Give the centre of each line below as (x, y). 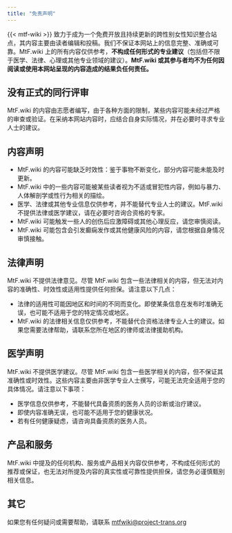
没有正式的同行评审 (48, 93)
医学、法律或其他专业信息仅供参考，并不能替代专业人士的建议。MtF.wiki (120, 204)
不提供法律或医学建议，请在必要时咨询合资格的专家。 (93, 213)
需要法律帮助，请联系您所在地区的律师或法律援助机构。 (108, 330)
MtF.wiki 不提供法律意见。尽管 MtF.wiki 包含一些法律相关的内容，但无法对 (112, 281)
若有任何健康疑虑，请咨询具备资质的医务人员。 (84, 421)
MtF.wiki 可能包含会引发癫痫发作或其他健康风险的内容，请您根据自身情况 (120, 230)
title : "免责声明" (32, 13)
